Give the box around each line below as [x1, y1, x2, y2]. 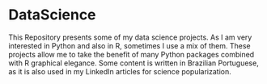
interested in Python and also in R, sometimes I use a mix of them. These [8, 40, 251, 50]
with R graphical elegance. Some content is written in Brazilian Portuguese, [8, 58, 259, 68]
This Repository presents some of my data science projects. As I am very [8, 32, 252, 42]
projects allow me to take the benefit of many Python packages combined [8, 49, 255, 59]
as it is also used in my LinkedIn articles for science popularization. [8, 66, 232, 76]
